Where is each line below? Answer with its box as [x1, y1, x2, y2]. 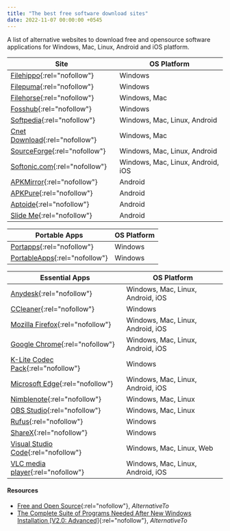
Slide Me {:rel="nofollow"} [10, 210, 92, 220]
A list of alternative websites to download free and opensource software [7, 35, 211, 43]
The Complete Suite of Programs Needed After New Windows [16, 509, 192, 517]
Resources [7, 486, 39, 495]
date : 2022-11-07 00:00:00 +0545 [7, 16, 103, 23]
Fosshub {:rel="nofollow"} [10, 104, 92, 113]
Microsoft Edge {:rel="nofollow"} [10, 379, 114, 388]
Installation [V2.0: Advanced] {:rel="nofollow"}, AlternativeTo [16, 516, 188, 524]
